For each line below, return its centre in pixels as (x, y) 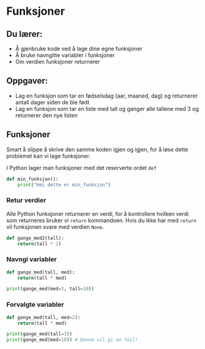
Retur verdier (26, 201)
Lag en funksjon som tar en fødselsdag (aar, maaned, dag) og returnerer (106, 96)
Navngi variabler (32, 259)
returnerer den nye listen (46, 115)
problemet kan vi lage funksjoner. (48, 156)
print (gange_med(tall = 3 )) (39, 334)
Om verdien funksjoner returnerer (58, 62)
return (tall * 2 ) (39, 244)
